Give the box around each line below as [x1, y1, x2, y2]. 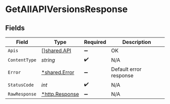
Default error [111, 66, 142, 73]
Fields [5, 24, 25, 32]
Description [122, 39, 151, 45]
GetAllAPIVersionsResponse [5, 4, 128, 15]
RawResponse [8, 91, 37, 97]
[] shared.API [41, 47, 72, 54]
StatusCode [8, 82, 34, 88]
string [41, 57, 56, 64]
